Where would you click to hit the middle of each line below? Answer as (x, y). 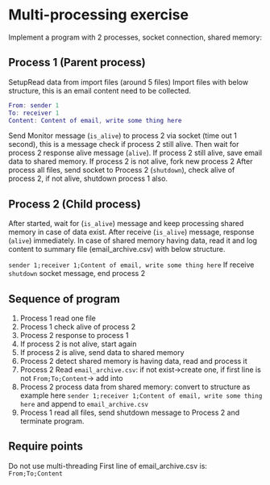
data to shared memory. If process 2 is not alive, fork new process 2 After (131, 161)
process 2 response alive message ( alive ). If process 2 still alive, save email (135, 153)
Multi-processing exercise (99, 15)
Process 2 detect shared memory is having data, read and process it (133, 361)
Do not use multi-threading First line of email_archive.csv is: (108, 466)
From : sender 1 (34, 105)
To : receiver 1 (34, 113)
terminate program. (52, 421)
